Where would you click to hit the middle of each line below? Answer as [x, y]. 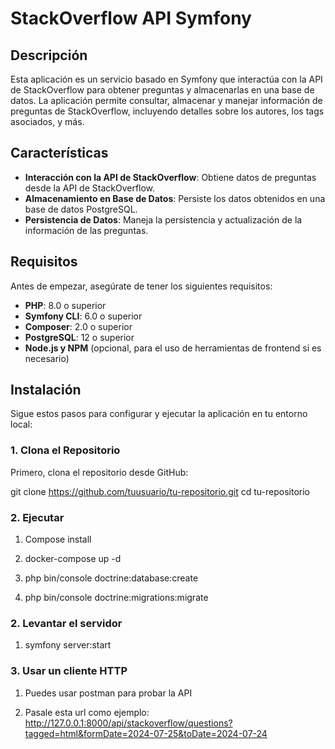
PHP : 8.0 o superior [65, 305]
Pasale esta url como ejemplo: [87, 712]
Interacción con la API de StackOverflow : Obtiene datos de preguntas [170, 177]
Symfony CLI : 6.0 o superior [83, 316]
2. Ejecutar [37, 517]
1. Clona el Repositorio [65, 450]
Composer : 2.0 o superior [78, 326]
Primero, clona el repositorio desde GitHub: [99, 472]
